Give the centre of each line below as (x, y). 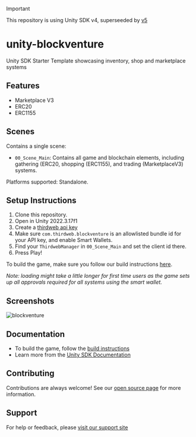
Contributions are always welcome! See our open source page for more (94, 388)
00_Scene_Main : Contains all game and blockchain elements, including (99, 157)
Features (23, 86)
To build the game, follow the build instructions (72, 348)
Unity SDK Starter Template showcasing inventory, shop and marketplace (96, 61)
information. (21, 394)
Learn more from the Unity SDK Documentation (72, 355)
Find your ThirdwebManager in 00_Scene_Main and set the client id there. (101, 246)
